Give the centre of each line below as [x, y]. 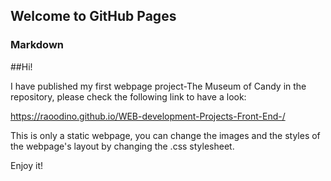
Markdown [37, 45]
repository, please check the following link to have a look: [128, 96]
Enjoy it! [27, 165]
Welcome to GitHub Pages [93, 16]
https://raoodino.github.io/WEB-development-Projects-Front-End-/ [148, 116]
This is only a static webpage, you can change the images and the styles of [165, 135]
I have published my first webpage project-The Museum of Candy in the [158, 86]
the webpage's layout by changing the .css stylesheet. [122, 146]
